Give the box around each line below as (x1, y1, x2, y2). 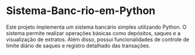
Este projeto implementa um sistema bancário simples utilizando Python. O (6, 23, 187, 30)
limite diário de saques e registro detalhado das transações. (6, 42, 150, 49)
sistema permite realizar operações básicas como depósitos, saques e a (6, 29, 181, 36)
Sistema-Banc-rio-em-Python (6, 4, 156, 18)
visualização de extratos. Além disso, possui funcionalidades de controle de (6, 36, 190, 43)
